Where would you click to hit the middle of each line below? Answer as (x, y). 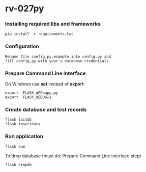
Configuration (22, 46)
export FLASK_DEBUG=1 (28, 97)
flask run (15, 146)
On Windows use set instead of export (44, 84)
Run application (24, 137)
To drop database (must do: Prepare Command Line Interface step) (73, 156)
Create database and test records (46, 110)
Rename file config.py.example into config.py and (58, 57)
